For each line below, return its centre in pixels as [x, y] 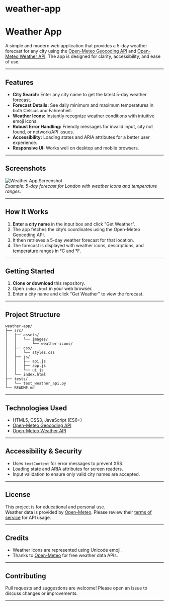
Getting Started [30, 271]
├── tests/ [17, 379]
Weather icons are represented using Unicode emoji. [67, 550]
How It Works [27, 212]
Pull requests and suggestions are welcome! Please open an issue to [76, 588]
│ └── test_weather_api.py [36, 384]
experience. [25, 142]
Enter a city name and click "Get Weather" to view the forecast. [78, 294]
